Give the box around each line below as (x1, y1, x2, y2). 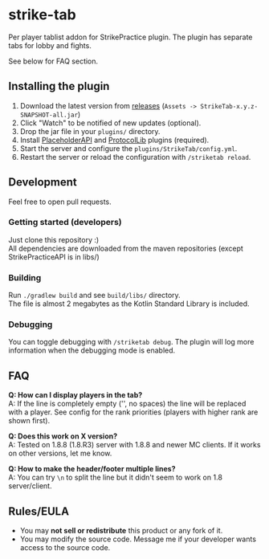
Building (8, 271, 42, 283)
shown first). (8, 416, 51, 426)
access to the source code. (19, 543, 111, 553)
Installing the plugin (8, 80, 110, 93)
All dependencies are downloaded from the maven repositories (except (8, 243, 243, 253)
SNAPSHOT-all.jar (19, 111, 79, 119)
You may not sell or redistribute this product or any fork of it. (19, 526, 223, 536)
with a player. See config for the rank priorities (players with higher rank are (8, 407, 259, 417)
